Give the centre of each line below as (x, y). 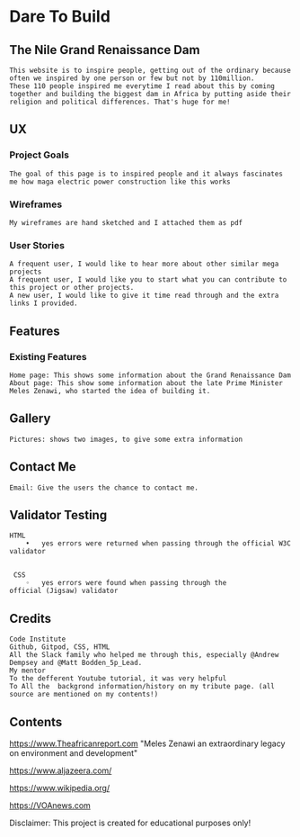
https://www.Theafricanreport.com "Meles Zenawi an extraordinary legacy (147, 743)
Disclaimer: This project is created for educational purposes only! (130, 823)
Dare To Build (60, 17)
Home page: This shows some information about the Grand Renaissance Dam (150, 375)
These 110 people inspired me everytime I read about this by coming (142, 86)
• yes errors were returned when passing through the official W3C (159, 544)
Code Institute (38, 639)
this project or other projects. (72, 288)
